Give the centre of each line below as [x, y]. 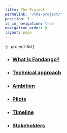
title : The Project [25, 10]
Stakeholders [29, 125]
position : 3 [17, 19]
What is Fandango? [36, 59]
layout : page [18, 33]
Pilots [19, 99]
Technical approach [37, 72]
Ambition [24, 86]
